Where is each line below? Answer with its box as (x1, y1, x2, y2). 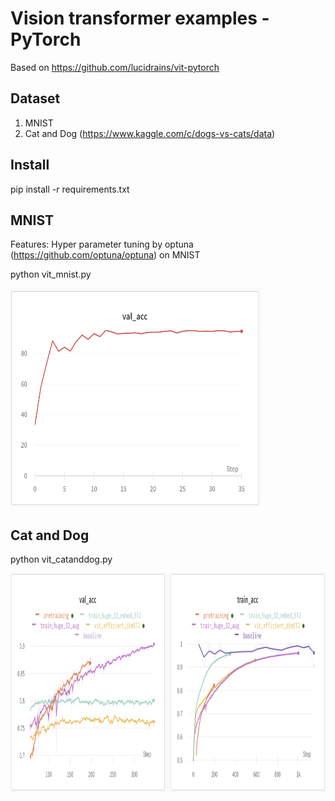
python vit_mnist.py (10, 268, 92, 281)
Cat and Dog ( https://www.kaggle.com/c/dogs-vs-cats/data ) (24, 127, 276, 139)
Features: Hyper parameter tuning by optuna (10, 238, 194, 251)
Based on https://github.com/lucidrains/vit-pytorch (10, 61, 220, 73)
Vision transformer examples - (10, 7, 270, 30)
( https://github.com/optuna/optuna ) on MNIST (10, 249, 201, 261)
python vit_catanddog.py (10, 553, 113, 566)
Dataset (10, 90, 61, 107)
